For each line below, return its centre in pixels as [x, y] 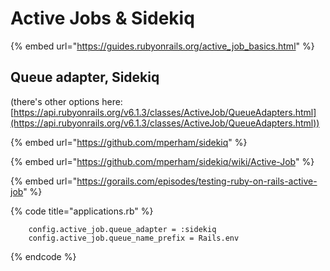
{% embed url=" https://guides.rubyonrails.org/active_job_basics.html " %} [162, 46]
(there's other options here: [66, 101]
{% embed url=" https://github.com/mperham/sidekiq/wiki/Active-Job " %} [162, 161]
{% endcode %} [43, 256]
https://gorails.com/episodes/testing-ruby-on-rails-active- [197, 181]
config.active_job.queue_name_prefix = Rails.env [134, 238]
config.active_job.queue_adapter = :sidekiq [122, 229]
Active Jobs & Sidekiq [102, 18]
